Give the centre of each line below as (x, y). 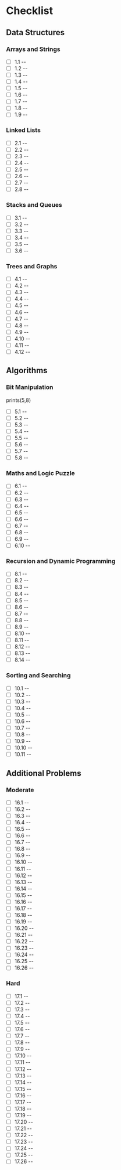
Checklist (30, 11)
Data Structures (35, 33)
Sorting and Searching (38, 676)
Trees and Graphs (32, 266)
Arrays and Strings (33, 49)
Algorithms (27, 371)
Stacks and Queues (34, 205)
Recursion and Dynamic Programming (61, 561)
